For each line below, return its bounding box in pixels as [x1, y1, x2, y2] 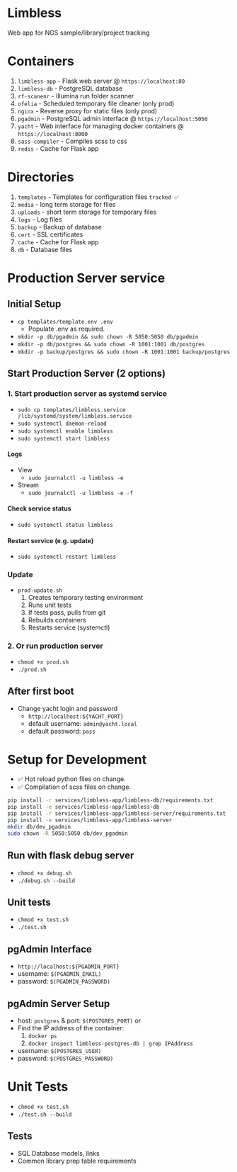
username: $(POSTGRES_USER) [17, 1046, 102, 1054]
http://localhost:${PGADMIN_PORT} [17, 963, 120, 971]
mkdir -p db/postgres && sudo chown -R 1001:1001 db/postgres [17, 341, 205, 348]
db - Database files [17, 245, 73, 254]
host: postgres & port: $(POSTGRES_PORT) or [17, 1016, 141, 1025]
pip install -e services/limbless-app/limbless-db [7, 804, 160, 811]
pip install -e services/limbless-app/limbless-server [7, 817, 173, 824]
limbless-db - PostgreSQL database [17, 84, 123, 93]
